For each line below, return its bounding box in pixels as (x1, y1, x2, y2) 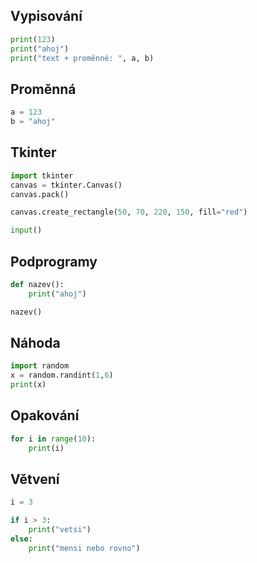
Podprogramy (10, 253, 98, 270)
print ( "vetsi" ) (28, 525, 92, 535)
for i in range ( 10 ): (10, 434, 97, 444)
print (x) (10, 380, 47, 390)
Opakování (10, 407, 80, 424)
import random (10, 361, 70, 371)
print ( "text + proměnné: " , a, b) (10, 53, 155, 63)
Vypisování (10, 8, 83, 25)
